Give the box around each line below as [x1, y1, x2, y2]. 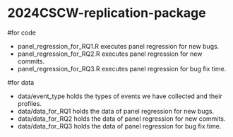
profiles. [17, 99, 42, 107]
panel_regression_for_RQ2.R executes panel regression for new [17, 49, 203, 58]
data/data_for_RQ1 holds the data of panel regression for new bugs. [17, 107, 214, 115]
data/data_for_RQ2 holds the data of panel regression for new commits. [17, 114, 226, 123]
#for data [7, 78, 35, 86]
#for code [7, 28, 37, 37]
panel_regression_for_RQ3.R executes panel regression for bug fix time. [17, 64, 227, 73]
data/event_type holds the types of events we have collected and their [17, 92, 222, 100]
